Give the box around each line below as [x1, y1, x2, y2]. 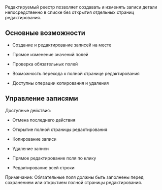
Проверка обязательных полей [12, 61, 78, 67]
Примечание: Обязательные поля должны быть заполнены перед [5, 174, 144, 180]
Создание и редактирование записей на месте [12, 42, 112, 48]
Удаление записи [12, 145, 49, 152]
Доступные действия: [5, 107, 51, 113]
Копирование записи [12, 136, 57, 142]
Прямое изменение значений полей [12, 51, 89, 57]
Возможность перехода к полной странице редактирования [12, 70, 140, 76]
